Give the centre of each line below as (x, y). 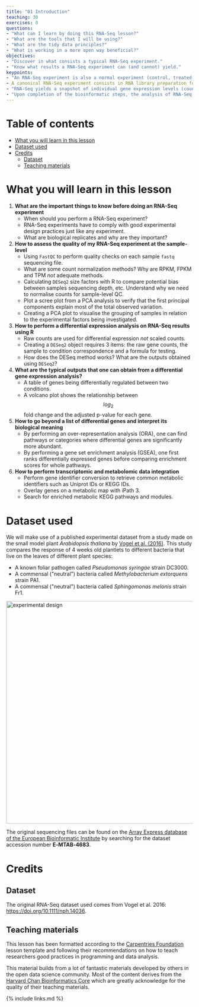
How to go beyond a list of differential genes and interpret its (91, 421)
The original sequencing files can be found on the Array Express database (97, 832)
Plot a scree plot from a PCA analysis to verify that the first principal (106, 300)
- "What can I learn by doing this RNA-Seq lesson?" (73, 34)
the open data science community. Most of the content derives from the (94, 974)
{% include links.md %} (35, 999)
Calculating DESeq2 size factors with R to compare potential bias (101, 281)
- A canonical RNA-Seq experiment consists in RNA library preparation (96, 84)
